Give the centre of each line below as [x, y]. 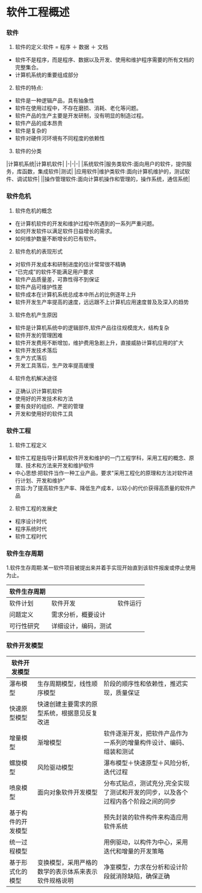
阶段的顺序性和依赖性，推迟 [143, 683]
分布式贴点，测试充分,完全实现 [147, 783]
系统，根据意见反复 [70, 713]
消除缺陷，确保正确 [143, 876]
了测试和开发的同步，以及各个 [146, 792]
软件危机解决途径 [36, 378]
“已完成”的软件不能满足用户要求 [54, 272]
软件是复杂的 [31, 131]
